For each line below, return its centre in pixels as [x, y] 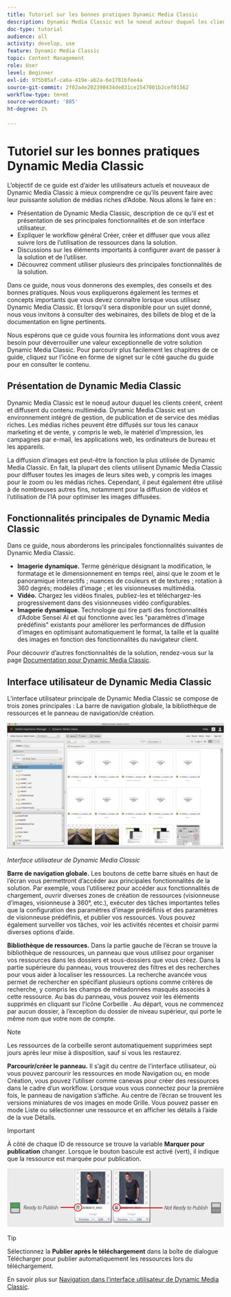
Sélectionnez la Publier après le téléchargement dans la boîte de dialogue [113, 1251]
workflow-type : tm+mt [38, 94]
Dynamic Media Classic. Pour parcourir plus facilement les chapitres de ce [113, 350]
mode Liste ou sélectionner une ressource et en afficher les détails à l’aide [112, 1109]
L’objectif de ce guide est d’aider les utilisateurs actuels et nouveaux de [108, 185]
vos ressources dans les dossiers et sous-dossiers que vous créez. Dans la [114, 960]
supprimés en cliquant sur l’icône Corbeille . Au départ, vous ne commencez [115, 1004]
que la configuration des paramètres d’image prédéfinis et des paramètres [112, 909]
